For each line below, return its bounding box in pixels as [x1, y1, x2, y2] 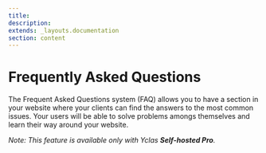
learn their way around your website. [8, 120, 129, 130]
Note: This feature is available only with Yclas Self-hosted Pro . [8, 135, 216, 145]
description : [8, 19, 52, 27]
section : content [8, 33, 66, 42]
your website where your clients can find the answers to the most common [8, 103, 254, 112]
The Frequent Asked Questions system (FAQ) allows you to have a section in [8, 95, 259, 104]
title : [8, 11, 30, 20]
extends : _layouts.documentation [8, 26, 119, 34]
